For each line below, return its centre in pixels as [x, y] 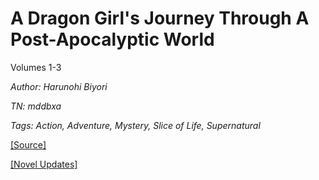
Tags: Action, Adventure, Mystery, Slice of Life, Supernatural [135, 125]
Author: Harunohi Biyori [59, 86]
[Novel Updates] [44, 164]
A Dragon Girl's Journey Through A [160, 18]
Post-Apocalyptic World [112, 39]
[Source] [28, 144]
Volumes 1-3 [36, 67]
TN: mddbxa [36, 106]
